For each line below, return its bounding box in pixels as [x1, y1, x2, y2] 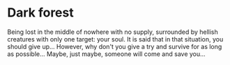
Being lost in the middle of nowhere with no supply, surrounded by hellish [7, 28, 218, 36]
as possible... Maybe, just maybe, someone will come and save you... [7, 50, 206, 58]
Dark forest [7, 5, 75, 21]
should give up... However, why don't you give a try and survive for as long [7, 42, 222, 50]
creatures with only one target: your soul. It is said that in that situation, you [7, 35, 224, 43]
